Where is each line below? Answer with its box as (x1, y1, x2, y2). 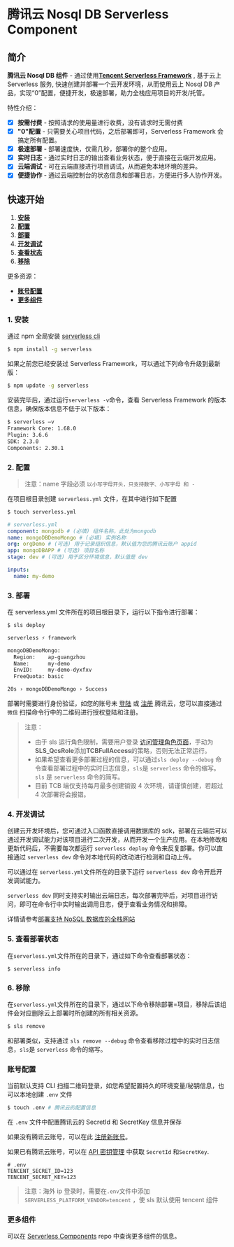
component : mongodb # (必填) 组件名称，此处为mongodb (7, 528, 156, 535)
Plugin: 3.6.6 (7, 431, 49, 438)
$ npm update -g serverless (7, 382, 89, 389)
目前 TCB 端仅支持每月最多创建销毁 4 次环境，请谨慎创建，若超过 (34, 782, 224, 790)
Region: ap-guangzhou (13, 654, 86, 661)
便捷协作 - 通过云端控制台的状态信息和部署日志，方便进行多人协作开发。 (17, 171, 226, 179)
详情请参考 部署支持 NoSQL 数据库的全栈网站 (7, 915, 136, 924)
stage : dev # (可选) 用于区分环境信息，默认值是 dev (7, 554, 148, 561)
